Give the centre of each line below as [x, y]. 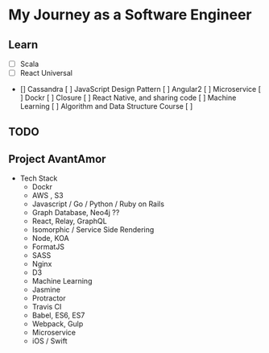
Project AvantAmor [57, 159]
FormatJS [48, 247]
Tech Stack [39, 178]
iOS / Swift [50, 341]
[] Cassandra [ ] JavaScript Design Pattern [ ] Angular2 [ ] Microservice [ [141, 89]
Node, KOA [51, 239]
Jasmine [46, 290]
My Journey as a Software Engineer [130, 15]
